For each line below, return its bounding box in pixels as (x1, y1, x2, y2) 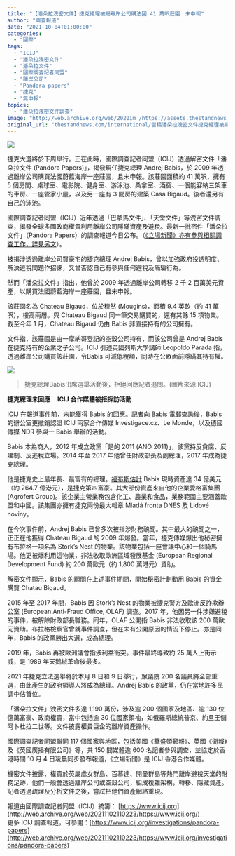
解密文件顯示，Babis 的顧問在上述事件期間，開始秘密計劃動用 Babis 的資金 (7, 575, 222, 583)
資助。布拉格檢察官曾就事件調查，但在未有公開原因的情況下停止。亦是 (13, 624, 215, 633)
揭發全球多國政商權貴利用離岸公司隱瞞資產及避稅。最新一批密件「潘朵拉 (19, 222, 228, 230)
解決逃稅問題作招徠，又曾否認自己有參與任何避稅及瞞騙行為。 (7, 263, 185, 272)
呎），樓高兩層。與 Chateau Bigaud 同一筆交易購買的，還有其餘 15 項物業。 (7, 310, 222, 319)
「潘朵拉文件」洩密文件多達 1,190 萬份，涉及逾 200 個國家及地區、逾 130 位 (7, 704, 225, 713)
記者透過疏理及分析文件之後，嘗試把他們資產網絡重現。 (7, 787, 166, 795)
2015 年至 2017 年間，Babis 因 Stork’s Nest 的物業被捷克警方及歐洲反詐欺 (7, 598, 218, 607)
